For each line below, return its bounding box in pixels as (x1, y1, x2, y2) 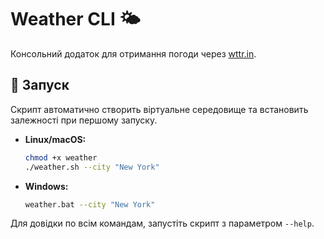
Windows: (24, 180, 69, 192)
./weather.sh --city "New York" (24, 162, 160, 172)
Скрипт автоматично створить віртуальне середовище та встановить (10, 103, 309, 115)
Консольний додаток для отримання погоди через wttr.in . (10, 47, 257, 60)
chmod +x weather (24, 152, 98, 163)
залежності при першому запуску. (10, 114, 158, 126)
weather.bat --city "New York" (24, 199, 156, 210)
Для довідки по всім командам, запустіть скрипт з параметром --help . (10, 217, 315, 230)
